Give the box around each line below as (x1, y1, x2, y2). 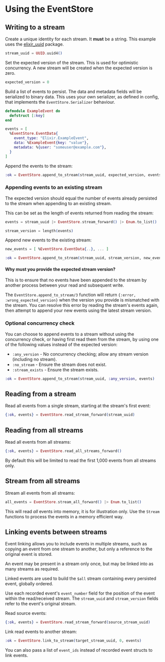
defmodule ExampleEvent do (5, 108, 60, 114)
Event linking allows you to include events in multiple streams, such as (5, 541, 147, 547)
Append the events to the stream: (5, 163, 73, 169)
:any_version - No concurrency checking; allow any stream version (12, 351, 149, 357)
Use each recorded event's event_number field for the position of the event (5, 590, 155, 596)
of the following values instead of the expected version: (5, 341, 118, 347)
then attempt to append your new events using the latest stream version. (5, 307, 152, 313)
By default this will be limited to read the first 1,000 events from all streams (5, 457, 156, 463)
